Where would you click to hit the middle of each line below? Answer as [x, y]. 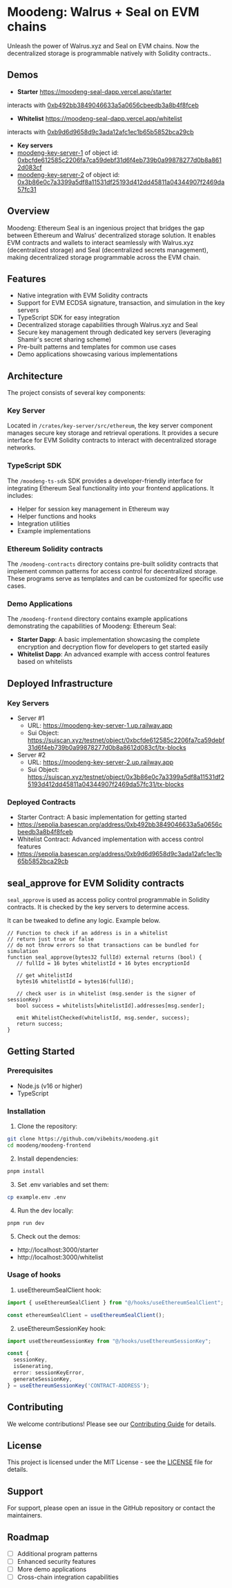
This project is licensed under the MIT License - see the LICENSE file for [110, 1462]
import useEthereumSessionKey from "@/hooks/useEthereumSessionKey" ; [109, 1341]
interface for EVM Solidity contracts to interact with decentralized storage [112, 441]
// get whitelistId [44, 976]
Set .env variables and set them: [63, 1184]
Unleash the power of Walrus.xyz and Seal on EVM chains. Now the [103, 46]
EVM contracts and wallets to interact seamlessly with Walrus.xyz [100, 242]
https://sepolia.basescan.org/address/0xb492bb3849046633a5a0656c [119, 824]
